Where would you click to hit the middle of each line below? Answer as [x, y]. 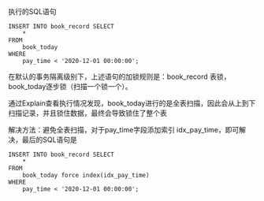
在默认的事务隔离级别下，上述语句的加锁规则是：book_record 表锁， [119, 76]
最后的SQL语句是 [49, 140]
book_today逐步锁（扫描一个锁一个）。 [70, 86]
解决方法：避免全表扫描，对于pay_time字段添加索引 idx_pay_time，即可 [124, 130]
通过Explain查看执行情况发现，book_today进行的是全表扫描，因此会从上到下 [132, 103]
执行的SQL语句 [32, 11]
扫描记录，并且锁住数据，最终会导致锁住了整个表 [87, 113]
